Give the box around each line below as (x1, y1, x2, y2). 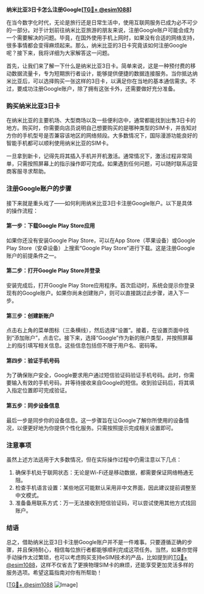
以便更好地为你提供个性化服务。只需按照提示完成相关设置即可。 (16, 424, 177, 432)
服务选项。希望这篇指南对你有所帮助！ (6, 569, 102, 576)
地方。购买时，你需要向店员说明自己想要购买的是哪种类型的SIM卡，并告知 (6, 124, 192, 131)
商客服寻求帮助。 (6, 167, 49, 175)
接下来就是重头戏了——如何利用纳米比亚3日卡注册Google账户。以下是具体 (6, 199, 193, 206)
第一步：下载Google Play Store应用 (6, 222, 95, 229)
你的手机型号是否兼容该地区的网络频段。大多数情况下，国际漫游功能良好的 (11, 132, 198, 139)
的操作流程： (6, 207, 38, 214)
